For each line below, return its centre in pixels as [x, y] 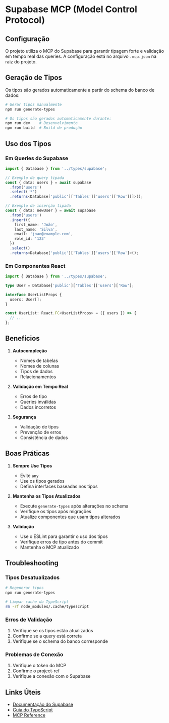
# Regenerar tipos [24, 588]
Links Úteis [23, 692]
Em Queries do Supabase [37, 158]
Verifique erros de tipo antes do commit [61, 541]
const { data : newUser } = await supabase [50, 210]
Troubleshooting [32, 563]
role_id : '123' [30, 239]
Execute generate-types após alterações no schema [74, 506]
